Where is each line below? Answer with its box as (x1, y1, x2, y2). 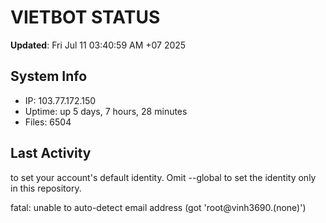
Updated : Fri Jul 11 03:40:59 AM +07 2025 (10, 39, 187, 51)
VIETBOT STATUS (10, 6, 161, 29)
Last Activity (10, 145, 92, 162)
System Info (10, 68, 88, 85)
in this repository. (10, 182, 82, 194)
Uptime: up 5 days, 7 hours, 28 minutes (24, 105, 188, 117)
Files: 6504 (24, 116, 72, 128)
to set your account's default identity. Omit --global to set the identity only (10, 171, 317, 183)
